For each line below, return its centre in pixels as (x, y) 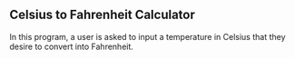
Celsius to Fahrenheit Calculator (102, 15)
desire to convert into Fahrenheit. (72, 46)
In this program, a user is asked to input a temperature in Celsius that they (147, 36)
